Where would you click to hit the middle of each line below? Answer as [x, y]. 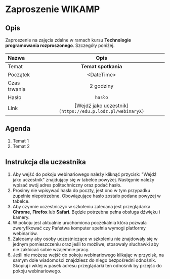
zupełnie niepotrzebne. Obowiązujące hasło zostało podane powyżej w [87, 196]
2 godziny [101, 86]
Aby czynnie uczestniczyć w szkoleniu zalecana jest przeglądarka [81, 206]
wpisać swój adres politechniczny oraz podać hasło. [67, 185]
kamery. [21, 217]
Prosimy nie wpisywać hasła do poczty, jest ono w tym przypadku [81, 190]
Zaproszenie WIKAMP [53, 9]
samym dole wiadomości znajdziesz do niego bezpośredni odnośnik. [84, 260]
